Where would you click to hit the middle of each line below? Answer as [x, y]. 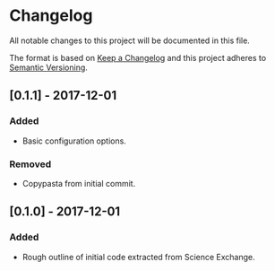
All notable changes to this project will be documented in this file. [130, 40]
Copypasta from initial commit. [79, 183]
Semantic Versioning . [48, 67]
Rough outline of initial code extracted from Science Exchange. [138, 257]
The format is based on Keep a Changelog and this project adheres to [138, 57]
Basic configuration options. [74, 141]
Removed [30, 164]
